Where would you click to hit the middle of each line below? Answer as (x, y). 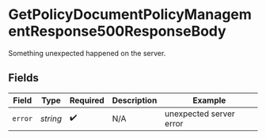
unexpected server (200, 114)
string (51, 118)
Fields (24, 78)
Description (135, 100)
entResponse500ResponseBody (118, 31)
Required (87, 100)
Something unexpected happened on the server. (87, 53)
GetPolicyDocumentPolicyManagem (130, 15)
